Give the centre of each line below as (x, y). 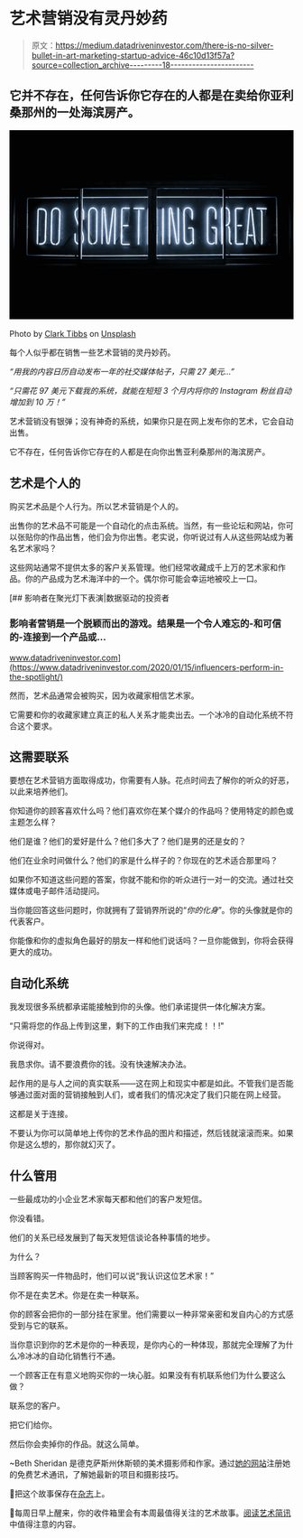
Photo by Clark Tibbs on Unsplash (73, 334)
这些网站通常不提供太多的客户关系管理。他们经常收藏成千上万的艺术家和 (143, 568)
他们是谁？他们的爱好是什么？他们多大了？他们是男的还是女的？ (128, 842)
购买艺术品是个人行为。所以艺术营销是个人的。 (96, 507)
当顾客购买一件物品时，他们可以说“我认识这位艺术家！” (112, 1275)
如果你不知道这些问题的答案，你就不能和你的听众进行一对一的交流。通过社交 (151, 880)
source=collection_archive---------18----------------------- (142, 65)
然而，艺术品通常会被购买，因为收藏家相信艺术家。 (104, 695)
